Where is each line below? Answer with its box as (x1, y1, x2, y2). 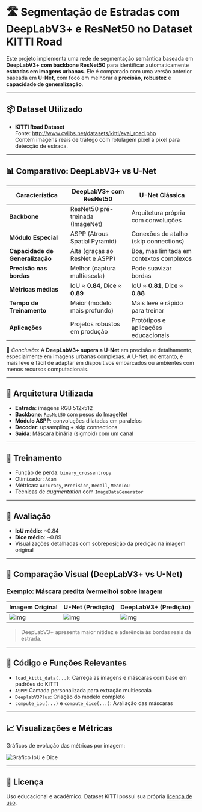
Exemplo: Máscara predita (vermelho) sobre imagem (6, 587, 164, 596)
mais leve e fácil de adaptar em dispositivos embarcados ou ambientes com (6, 359, 194, 366)
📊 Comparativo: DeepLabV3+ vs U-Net (6, 166, 156, 177)
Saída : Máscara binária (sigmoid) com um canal (14, 430, 134, 437)
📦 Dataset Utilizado (6, 104, 83, 115)
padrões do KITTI (14, 680, 58, 688)
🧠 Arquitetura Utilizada (6, 388, 93, 398)
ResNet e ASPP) (70, 254, 116, 263)
